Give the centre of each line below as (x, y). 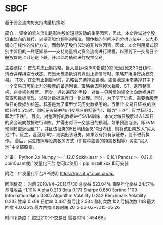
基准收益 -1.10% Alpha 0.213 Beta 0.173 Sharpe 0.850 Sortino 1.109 (71, 190)
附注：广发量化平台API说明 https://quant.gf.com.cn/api (60, 173)
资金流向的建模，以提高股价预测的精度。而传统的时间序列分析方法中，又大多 (81, 39)
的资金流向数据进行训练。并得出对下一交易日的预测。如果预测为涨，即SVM (80, 122)
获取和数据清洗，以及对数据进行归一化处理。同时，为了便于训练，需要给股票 (81, 98)
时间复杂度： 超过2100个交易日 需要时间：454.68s (56, 218)
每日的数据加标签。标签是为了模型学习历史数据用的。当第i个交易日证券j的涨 (81, 104)
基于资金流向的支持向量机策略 (35, 22)
